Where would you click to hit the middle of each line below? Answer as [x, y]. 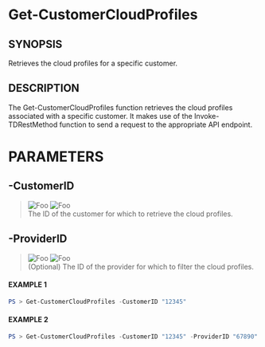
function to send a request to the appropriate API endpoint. [156, 124]
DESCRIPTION [44, 88]
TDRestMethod [33, 124]
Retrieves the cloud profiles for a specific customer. [93, 63]
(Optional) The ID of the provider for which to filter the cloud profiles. [141, 266]
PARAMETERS [56, 156]
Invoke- [207, 116]
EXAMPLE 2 [28, 320]
